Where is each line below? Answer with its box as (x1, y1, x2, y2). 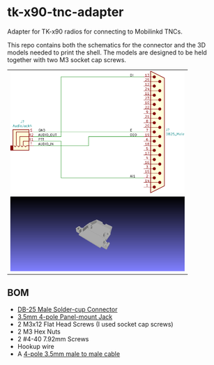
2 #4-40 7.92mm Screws (17, 335, 89, 343)
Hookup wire (17, 343, 54, 351)
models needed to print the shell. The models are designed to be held (7, 48, 207, 57)
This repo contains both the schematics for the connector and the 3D (7, 40, 206, 49)
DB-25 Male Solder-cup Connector (17, 305, 118, 314)
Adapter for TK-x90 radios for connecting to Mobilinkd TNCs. (7, 27, 183, 36)
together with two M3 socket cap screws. (7, 55, 127, 64)
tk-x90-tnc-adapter (7, 4, 124, 20)
